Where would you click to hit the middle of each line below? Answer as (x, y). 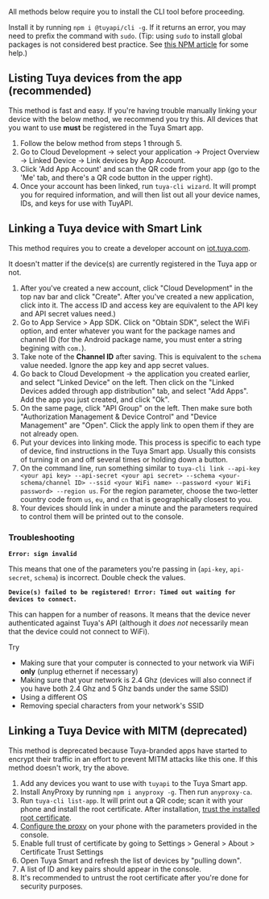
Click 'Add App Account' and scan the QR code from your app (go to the (140, 169)
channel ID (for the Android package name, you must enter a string (131, 339)
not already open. (49, 433)
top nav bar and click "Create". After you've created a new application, (137, 296)
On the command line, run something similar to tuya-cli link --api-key (140, 468)
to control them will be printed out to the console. (101, 516)
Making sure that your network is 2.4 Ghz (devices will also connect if (136, 679)
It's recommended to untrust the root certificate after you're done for (134, 877)
